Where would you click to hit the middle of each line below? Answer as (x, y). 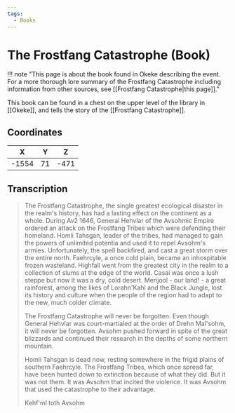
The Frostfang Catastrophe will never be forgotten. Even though (116, 316)
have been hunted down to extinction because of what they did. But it (125, 374)
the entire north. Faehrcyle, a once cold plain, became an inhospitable (125, 258)
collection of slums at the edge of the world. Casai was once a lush (121, 273)
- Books (25, 20)
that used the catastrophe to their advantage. (90, 389)
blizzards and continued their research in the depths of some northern (126, 339)
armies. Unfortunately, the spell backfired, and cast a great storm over (126, 250)
